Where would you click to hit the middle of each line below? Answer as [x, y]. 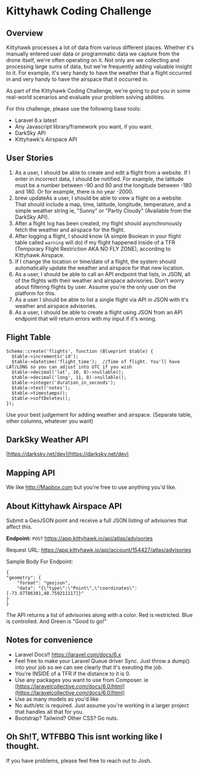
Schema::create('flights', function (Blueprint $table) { [80, 351]
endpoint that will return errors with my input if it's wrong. [86, 319]
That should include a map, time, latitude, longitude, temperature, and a [103, 204]
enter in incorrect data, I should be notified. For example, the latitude [99, 179]
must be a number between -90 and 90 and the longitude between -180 [103, 185]
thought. [23, 746]
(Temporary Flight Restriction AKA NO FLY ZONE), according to [93, 249]
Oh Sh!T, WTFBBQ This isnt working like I [84, 737]
